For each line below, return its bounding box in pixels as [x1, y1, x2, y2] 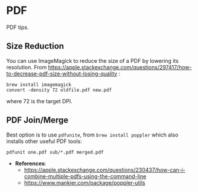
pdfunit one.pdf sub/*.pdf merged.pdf [6, 149, 104, 155]
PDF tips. [6, 24, 29, 31]
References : [14, 159, 46, 167]
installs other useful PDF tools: [6, 137, 83, 145]
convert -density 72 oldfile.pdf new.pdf [6, 87, 112, 93]
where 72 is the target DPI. [6, 97, 72, 104]
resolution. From [6, 63, 47, 71]
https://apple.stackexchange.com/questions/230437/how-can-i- [24, 166, 186, 173]
